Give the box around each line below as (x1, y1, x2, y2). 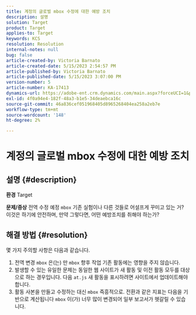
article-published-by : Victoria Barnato (6, 69, 106, 74)
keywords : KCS (6, 36, 41, 42)
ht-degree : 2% (6, 118, 41, 124)
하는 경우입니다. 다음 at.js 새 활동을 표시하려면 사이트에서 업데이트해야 (25, 273, 188, 280)
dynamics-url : (6, 90, 41, 96)
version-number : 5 (6, 80, 51, 85)
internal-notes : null (6, 47, 59, 53)
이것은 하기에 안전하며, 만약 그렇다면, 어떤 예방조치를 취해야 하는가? (6, 211, 160, 218)
